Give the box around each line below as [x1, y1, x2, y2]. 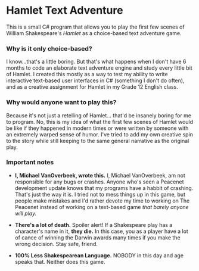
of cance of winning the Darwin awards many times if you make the [14, 233, 181, 241]
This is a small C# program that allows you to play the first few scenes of [6, 23, 185, 30]
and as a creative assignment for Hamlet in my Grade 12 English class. [6, 83, 179, 91]
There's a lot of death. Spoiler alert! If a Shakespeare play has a [14, 221, 173, 228]
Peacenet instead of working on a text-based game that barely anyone [14, 203, 189, 210]
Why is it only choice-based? [6, 44, 92, 52]
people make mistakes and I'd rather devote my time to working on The [14, 197, 190, 204]
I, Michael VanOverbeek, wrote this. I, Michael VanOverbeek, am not [14, 172, 186, 179]
